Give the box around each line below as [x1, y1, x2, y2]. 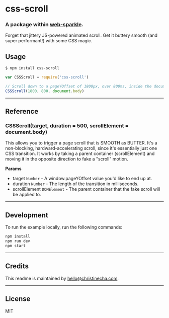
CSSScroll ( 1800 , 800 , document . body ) [5, 89, 84, 94]
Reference [5, 107, 39, 116]
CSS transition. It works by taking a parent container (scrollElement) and [5, 150, 155, 156]
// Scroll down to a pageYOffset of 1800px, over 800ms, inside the [5, 84, 152, 89]
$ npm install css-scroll [5, 66, 59, 71]
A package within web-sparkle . [5, 21, 84, 28]
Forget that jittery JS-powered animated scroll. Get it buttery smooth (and [5, 32, 157, 38]
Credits [5, 262, 29, 271]
